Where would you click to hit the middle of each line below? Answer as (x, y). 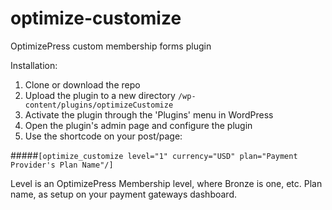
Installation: (34, 65)
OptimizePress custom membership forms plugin (111, 46)
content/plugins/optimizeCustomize (99, 105)
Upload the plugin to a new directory (100, 95)
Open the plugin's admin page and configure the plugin (138, 125)
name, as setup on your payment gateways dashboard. (123, 194)
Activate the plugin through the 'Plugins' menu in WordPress (149, 114)
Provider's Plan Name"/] (62, 165)
